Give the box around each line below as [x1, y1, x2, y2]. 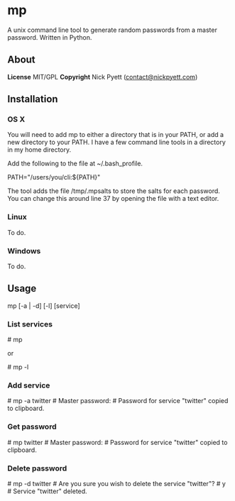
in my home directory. [7, 145, 72, 154]
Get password [7, 422, 57, 431]
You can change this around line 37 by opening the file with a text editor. [7, 194, 219, 203]
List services [7, 319, 53, 329]
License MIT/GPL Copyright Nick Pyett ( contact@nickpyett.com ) [7, 72, 198, 81]
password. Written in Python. [7, 33, 92, 41]
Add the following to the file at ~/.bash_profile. [7, 159, 143, 168]
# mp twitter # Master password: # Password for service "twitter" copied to [7, 438, 228, 446]
